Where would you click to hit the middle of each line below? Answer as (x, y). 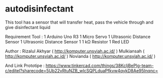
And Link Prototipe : (25, 65)
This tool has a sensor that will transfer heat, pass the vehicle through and (79, 22)
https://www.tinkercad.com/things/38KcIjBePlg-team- (100, 65)
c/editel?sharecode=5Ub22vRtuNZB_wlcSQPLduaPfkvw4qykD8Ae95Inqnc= (81, 70)
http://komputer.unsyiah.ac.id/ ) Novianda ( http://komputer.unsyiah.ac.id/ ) (80, 56)
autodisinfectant (39, 9)
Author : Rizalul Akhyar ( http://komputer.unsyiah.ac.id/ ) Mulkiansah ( (75, 51)
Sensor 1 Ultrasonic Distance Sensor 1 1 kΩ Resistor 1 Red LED (67, 41)
